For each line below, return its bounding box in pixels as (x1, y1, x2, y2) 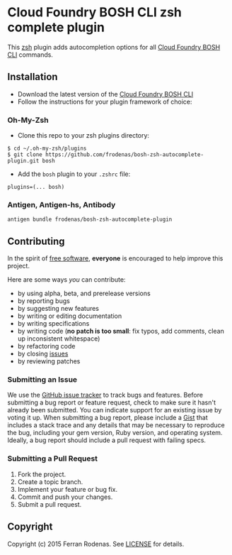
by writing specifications (17, 319, 90, 328)
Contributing (7, 235, 65, 247)
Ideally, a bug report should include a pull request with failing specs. (7, 436, 207, 444)
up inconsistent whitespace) (17, 334, 100, 343)
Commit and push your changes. (17, 493, 113, 501)
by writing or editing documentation (17, 312, 122, 320)
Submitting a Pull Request (7, 454, 98, 463)
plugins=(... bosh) (7, 184, 65, 191)
